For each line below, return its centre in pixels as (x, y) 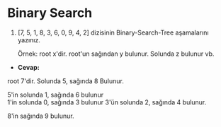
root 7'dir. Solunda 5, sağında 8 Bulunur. (66, 81)
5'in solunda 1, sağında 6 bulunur (56, 95)
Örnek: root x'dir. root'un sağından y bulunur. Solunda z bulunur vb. (116, 54)
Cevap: (29, 67)
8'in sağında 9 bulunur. (41, 116)
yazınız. (29, 40)
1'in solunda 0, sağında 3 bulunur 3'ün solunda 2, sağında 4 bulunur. (107, 102)
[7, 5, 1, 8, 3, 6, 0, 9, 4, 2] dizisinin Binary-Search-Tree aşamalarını (113, 32)
